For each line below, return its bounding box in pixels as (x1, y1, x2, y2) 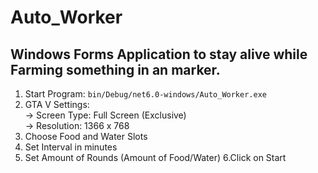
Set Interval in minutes (24, 141, 118, 153)
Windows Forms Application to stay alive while (10, 46, 308, 63)
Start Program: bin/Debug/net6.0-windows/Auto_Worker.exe (24, 88, 267, 100)
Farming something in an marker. (10, 61, 221, 78)
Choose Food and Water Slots (24, 131, 148, 142)
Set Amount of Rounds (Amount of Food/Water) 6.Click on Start (24, 152, 287, 163)
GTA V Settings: (24, 99, 90, 110)
